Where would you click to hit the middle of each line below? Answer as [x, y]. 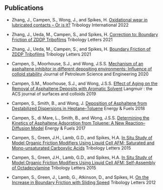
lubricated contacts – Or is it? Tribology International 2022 [70, 25]
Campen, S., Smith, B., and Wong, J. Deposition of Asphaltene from [79, 103]
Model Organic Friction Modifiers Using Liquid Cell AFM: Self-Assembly [83, 162]
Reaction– [135, 123]
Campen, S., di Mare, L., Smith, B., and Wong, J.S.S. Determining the [81, 118]
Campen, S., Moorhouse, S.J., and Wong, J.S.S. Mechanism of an [77, 63]
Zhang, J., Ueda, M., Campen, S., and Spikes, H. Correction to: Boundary [85, 34]
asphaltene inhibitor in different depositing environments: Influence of [82, 69]
